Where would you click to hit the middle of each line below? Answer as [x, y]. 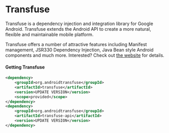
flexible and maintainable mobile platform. [49, 34]
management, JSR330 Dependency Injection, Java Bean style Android [79, 50]
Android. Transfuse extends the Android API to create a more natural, [78, 29]
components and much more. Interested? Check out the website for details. [85, 55]
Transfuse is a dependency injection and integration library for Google [79, 24]
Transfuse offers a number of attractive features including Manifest [76, 44]
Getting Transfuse [25, 67]
